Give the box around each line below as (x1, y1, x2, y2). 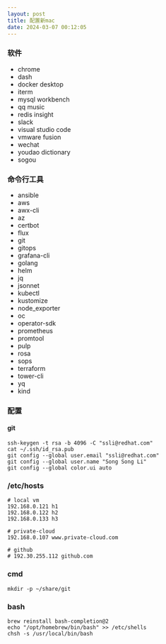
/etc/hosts (7, 481, 45, 491)
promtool (17, 334, 45, 343)
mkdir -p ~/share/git (7, 585, 71, 592)
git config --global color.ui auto (7, 465, 112, 472)
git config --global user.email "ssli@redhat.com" (7, 452, 160, 460)
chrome (17, 65, 40, 73)
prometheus (17, 326, 53, 335)
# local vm (7, 497, 40, 504)
